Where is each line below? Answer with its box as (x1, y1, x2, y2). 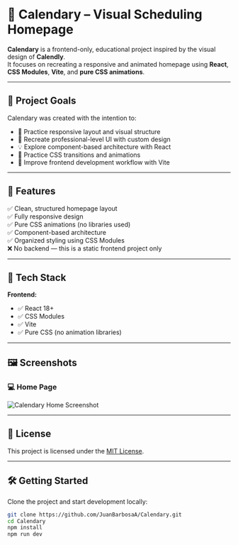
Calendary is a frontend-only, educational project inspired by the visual (7, 45, 216, 53)
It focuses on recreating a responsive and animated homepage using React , (7, 60, 229, 68)
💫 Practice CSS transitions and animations (17, 150, 141, 159)
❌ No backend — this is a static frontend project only (7, 244, 162, 253)
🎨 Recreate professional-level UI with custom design (17, 135, 171, 143)
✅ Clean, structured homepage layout (7, 204, 118, 212)
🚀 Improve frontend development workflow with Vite (17, 158, 170, 166)
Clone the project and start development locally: (7, 497, 148, 506)
